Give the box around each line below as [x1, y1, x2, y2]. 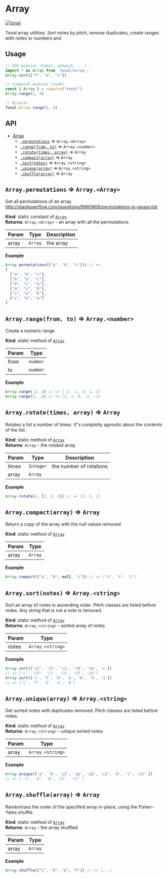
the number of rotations [51, 463, 108, 470]
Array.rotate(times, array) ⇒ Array [5, 408, 120, 416]
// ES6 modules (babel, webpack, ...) [5, 63, 87, 68]
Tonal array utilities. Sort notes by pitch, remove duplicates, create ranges [5, 29, 159, 36]
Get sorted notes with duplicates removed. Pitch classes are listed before [5, 708, 158, 714]
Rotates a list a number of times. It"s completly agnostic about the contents [5, 422, 162, 428]
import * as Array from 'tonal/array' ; [5, 68, 90, 73]
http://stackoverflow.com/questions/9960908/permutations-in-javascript [5, 204, 158, 210]
